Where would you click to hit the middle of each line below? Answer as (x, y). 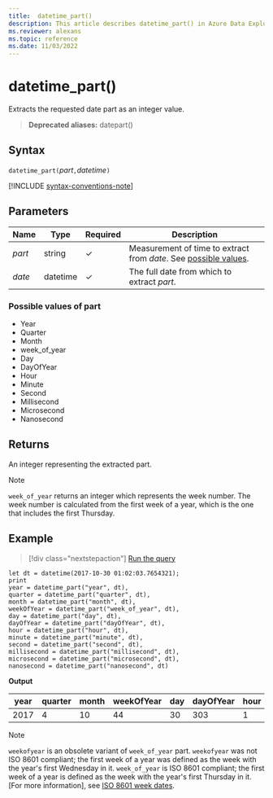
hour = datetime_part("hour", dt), (69, 630)
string (55, 253)
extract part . (152, 282)
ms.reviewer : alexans (45, 31)
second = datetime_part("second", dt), (76, 644)
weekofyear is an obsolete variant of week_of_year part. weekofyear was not (133, 751)
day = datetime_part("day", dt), (65, 616)
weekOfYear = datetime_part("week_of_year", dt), (94, 609)
